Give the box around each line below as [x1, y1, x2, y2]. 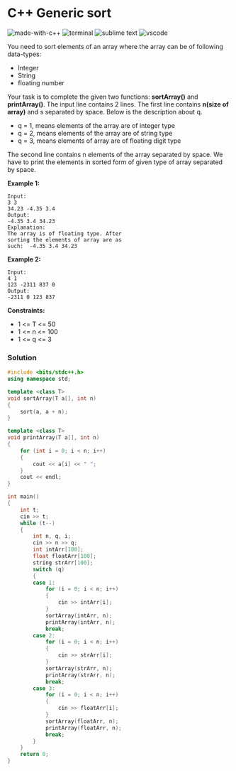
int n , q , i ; [33, 533, 72, 540]
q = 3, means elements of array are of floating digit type [17, 136, 181, 145]
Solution [7, 352, 38, 362]
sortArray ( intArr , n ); [45, 612, 113, 619]
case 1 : [33, 579, 55, 586]
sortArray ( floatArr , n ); [45, 718, 119, 725]
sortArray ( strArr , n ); [45, 664, 113, 672]
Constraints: [7, 306, 45, 314]
